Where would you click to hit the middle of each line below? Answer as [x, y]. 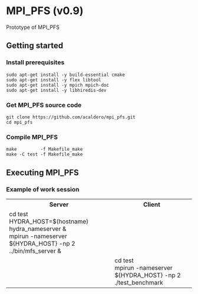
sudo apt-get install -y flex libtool [54, 80]
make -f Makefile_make [44, 149]
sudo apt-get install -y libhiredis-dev [57, 90]
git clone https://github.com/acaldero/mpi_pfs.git [71, 117]
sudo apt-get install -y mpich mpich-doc [58, 85]
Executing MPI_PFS [42, 172]
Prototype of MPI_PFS [33, 27]
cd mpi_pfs [19, 122]
